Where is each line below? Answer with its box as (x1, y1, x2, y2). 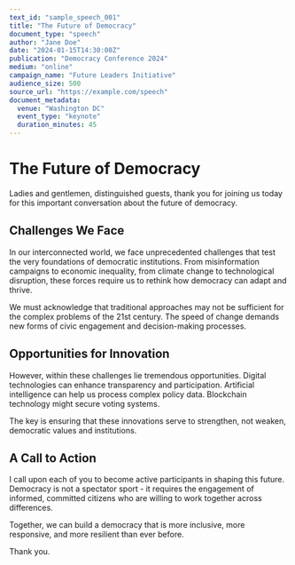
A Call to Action (9, 450, 97, 466)
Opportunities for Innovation (9, 346, 170, 362)
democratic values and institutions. (9, 425, 137, 435)
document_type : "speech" (9, 29, 101, 38)
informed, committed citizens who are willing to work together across (9, 493, 263, 504)
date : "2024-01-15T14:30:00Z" (9, 46, 121, 55)
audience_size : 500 (9, 79, 82, 88)
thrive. (9, 284, 33, 295)
